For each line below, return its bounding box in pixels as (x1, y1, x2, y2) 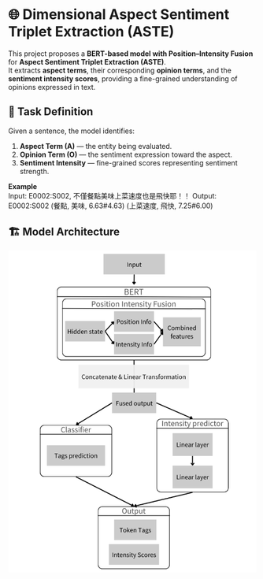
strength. (19, 166, 50, 176)
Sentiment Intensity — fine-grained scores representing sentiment (19, 158, 238, 167)
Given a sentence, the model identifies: (8, 126, 135, 135)
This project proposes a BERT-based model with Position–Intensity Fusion (8, 49, 254, 58)
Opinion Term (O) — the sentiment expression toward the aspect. (19, 150, 233, 159)
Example (8, 181, 38, 191)
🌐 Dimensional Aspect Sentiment (8, 6, 230, 24)
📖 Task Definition (8, 105, 94, 119)
